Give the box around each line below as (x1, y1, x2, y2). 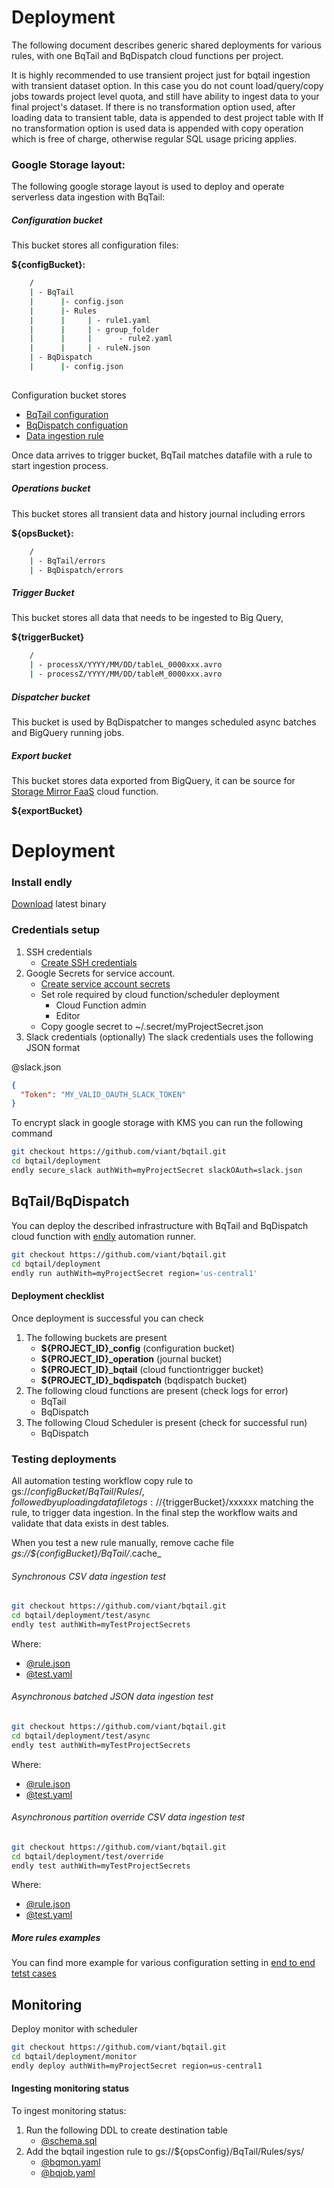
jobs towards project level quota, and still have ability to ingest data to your (11, 90, 320, 102)
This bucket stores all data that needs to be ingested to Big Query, (11, 612, 284, 624)
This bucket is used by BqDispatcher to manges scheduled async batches (11, 716, 317, 728)
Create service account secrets (40, 977, 171, 990)
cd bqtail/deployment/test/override (11, 1851, 164, 1861)
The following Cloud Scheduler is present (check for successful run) (25, 1416, 308, 1428)
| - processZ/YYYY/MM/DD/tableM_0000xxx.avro (29, 669, 223, 680)
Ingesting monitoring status (11, 2082, 130, 2095)
